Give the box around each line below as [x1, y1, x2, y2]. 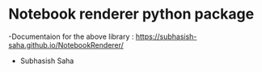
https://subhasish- [135, 32, 197, 41]
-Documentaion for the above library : [8, 32, 134, 41]
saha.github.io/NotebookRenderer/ [8, 40, 124, 49]
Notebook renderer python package [8, 5, 255, 23]
